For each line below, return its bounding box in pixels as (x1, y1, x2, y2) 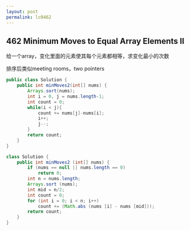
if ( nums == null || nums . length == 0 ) (27, 165, 126, 171)
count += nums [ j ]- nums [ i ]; (37, 110, 105, 116)
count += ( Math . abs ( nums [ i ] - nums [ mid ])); (37, 203, 155, 209)
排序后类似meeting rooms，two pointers (6, 65, 105, 72)
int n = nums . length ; (27, 176, 81, 182)
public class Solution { (6, 77, 67, 83)
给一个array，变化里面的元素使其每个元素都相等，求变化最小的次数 (6, 53, 170, 60)
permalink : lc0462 (6, 14, 51, 20)
